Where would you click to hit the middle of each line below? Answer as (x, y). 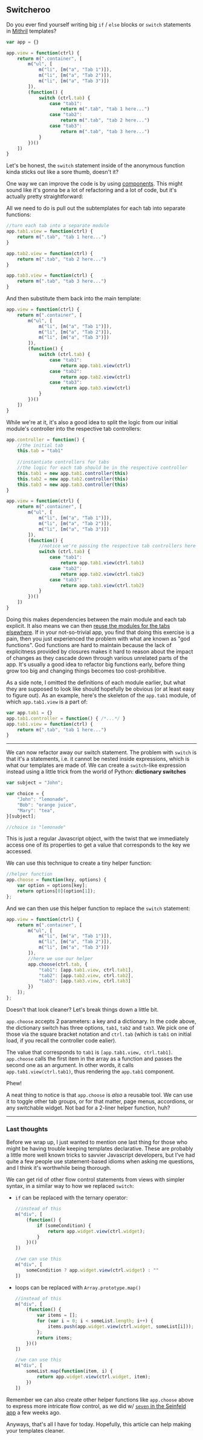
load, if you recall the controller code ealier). (61, 1040)
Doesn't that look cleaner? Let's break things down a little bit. (82, 1009)
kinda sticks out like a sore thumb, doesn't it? (63, 172)
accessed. (19, 851)
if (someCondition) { (64, 1225)
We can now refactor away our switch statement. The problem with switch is (101, 752)
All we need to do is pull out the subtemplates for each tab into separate (96, 208)
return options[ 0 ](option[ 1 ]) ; (56, 891)
